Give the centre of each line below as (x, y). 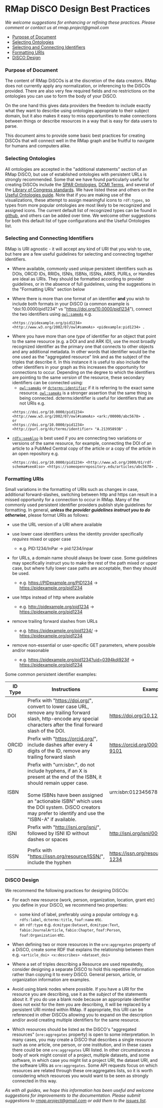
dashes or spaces (48, 839)
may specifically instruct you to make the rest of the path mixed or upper (85, 563)
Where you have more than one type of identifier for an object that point (84, 336)
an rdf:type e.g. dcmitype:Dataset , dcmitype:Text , (69, 925)
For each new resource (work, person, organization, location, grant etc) (83, 900)
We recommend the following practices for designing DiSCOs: (67, 891)
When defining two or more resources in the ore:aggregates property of (84, 945)
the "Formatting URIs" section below (49, 289)
